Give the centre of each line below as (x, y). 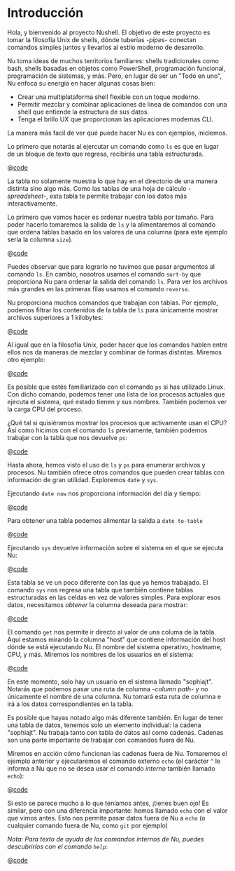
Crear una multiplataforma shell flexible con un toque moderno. (109, 97)
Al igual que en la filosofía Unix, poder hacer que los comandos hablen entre (117, 345)
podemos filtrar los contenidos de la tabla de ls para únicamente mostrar (113, 310)
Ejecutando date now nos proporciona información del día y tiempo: (104, 493)
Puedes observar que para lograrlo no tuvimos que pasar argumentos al (111, 266)
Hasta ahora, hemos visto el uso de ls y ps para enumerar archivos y (106, 465)
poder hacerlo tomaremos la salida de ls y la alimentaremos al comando (112, 224)
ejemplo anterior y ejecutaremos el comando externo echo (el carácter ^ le (114, 761)
